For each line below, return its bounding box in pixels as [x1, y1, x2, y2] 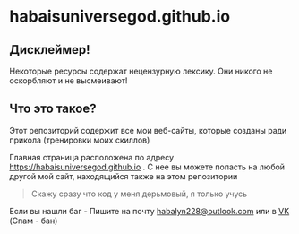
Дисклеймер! [9, 42, 91, 57]
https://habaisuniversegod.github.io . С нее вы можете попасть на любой [9, 161, 285, 172]
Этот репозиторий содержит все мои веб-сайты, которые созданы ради [9, 125, 287, 135]
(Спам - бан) [9, 215, 58, 226]
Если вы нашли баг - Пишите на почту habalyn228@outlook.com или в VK [9, 205, 290, 216]
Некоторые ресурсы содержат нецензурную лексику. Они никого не [9, 65, 273, 76]
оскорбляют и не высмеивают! [9, 75, 128, 86]
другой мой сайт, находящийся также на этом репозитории [9, 170, 238, 181]
